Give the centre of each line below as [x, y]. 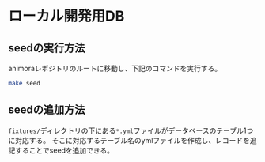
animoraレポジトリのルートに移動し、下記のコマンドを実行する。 [115, 68]
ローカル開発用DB [66, 16]
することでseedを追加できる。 [64, 150]
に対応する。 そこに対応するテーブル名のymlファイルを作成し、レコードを [129, 140]
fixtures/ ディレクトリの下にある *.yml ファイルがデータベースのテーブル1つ [131, 130]
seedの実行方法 [47, 48]
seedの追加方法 [47, 110]
